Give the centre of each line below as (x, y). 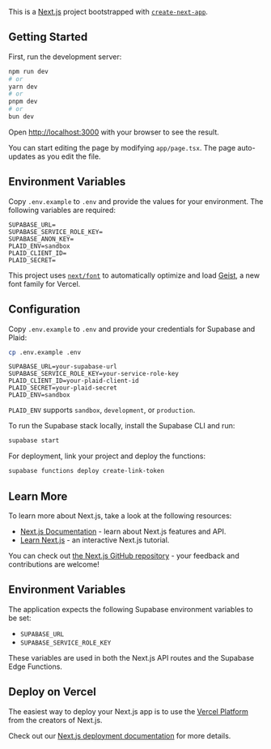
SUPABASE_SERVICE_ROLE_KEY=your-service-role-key (94, 374)
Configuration (44, 310)
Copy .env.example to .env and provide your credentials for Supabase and (132, 329)
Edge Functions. (36, 666)
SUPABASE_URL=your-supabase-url (63, 367)
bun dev (21, 117)
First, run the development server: (65, 57)
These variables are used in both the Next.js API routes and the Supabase (131, 658)
